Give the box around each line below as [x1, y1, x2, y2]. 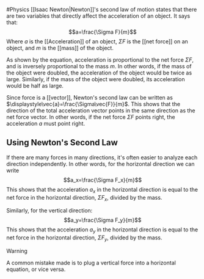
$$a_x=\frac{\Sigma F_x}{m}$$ [63, 176, 142, 183]
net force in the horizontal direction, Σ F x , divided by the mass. [6, 194, 162, 203]
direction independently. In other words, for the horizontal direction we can [6, 160, 195, 167]
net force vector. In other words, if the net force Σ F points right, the [6, 114, 175, 120]
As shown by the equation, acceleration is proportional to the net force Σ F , [6, 56, 194, 63]
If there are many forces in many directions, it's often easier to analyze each [6, 153, 198, 161]
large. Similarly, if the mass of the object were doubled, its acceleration [6, 76, 185, 82]
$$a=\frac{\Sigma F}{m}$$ [68, 28, 137, 35]
